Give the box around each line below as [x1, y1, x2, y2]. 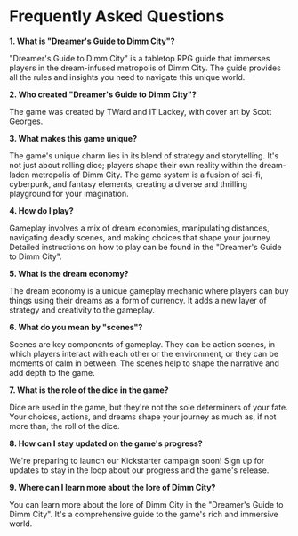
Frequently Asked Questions [9, 6, 225, 27]
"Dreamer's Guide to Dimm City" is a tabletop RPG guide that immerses [9, 53, 270, 63]
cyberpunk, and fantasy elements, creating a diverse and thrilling [9, 178, 247, 189]
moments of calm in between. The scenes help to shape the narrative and [9, 358, 280, 369]
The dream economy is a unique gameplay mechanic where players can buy [9, 285, 289, 296]
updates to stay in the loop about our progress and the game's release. [9, 465, 270, 475]
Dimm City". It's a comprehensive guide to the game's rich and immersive [9, 508, 278, 519]
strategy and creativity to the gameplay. [9, 305, 156, 315]
